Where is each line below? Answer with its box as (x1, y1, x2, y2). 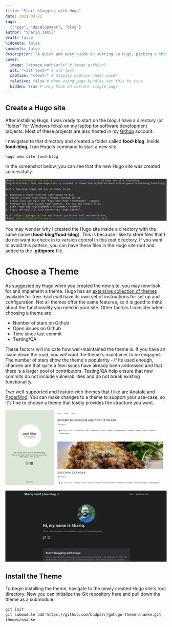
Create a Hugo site (5, 104, 66, 112)
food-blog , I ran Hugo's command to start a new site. (5, 144, 118, 150)
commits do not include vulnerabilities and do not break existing (5, 373, 140, 379)
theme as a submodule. (5, 596, 55, 602)
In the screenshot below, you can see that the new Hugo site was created (5, 163, 160, 169)
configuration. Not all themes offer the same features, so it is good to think (5, 299, 162, 305)
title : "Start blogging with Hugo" (5, 8, 81, 13)
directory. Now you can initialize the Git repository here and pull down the (5, 591, 161, 597)
